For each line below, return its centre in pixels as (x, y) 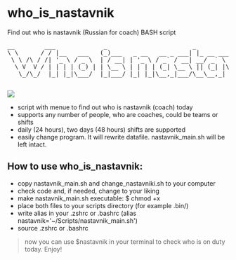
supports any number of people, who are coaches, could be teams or (118, 114)
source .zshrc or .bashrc (53, 228)
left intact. (32, 144)
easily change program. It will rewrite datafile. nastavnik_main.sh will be (121, 137)
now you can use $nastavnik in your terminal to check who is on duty (125, 241)
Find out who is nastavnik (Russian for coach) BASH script (92, 32)
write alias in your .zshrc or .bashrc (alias (77, 213)
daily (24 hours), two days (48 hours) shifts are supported (101, 129)
